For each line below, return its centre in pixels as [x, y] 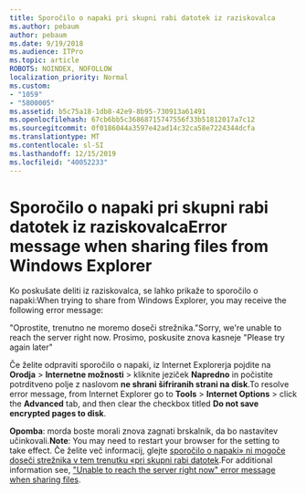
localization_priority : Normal [69, 78]
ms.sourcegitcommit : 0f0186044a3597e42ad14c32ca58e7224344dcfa [132, 129]
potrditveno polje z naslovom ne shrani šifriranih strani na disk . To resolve [149, 384]
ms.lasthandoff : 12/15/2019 [63, 153]
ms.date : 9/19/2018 [47, 43]
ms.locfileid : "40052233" [58, 162]
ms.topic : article [44, 60]
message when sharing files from [139, 246]
